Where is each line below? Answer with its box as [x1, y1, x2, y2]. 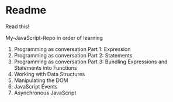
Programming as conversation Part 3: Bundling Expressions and [13, 58, 168, 65]
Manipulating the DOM [13, 77, 68, 84]
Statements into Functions [13, 64, 77, 71]
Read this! [5, 23, 30, 30]
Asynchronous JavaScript [13, 89, 77, 96]
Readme [5, 4, 47, 17]
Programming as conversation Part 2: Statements [13, 52, 133, 59]
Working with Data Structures [13, 70, 85, 77]
